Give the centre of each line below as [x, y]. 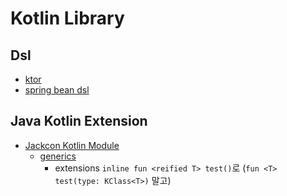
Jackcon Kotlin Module [72, 145]
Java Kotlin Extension [79, 121]
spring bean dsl [57, 90]
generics [58, 156]
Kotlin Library [67, 18]
